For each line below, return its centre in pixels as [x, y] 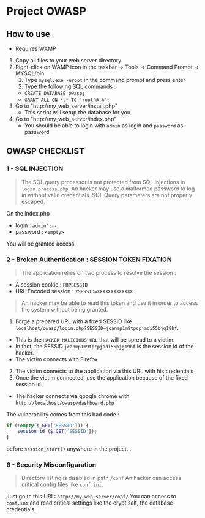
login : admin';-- [36, 225]
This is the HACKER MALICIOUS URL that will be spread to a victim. [95, 340]
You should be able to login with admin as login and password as [104, 126]
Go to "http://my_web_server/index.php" [66, 119]
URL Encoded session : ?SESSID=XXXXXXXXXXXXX [74, 291]
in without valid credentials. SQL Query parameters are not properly [107, 195]
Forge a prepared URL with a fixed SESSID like [74, 321]
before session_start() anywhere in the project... [69, 449]
